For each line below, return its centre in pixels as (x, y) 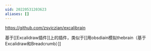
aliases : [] (17, 14)
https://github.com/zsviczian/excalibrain (45, 27)
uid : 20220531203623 (26, 9)
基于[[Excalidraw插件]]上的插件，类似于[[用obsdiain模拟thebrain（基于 (76, 38)
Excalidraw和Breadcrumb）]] (33, 43)
